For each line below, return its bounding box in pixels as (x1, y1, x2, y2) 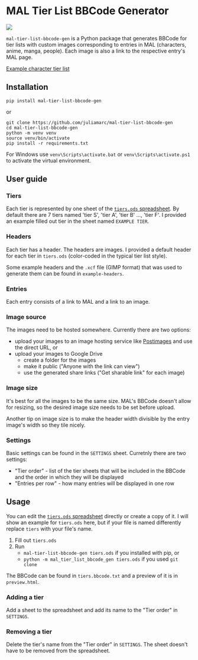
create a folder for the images (23, 356, 96, 364)
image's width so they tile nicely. (6, 421, 86, 428)
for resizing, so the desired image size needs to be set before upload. (6, 404, 176, 411)
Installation (6, 82, 48, 92)
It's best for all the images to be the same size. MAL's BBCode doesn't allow (6, 397, 191, 404)
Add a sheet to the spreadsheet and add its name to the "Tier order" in (6, 607, 178, 614)
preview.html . (6, 578, 40, 586)
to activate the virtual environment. (6, 157, 92, 164)
